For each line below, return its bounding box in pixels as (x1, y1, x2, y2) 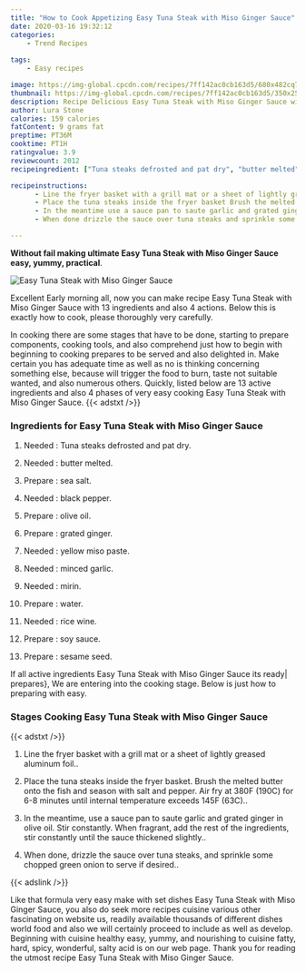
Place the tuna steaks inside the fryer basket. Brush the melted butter (23, 776, 284, 787)
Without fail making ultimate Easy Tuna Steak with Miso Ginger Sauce (10, 247, 280, 259)
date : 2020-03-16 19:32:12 (10, 22, 113, 31)
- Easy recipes (26, 64, 84, 74)
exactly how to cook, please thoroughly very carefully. (10, 311, 213, 322)
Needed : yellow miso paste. (23, 545, 130, 556)
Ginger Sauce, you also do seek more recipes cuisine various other (10, 904, 262, 915)
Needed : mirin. (23, 581, 82, 592)
